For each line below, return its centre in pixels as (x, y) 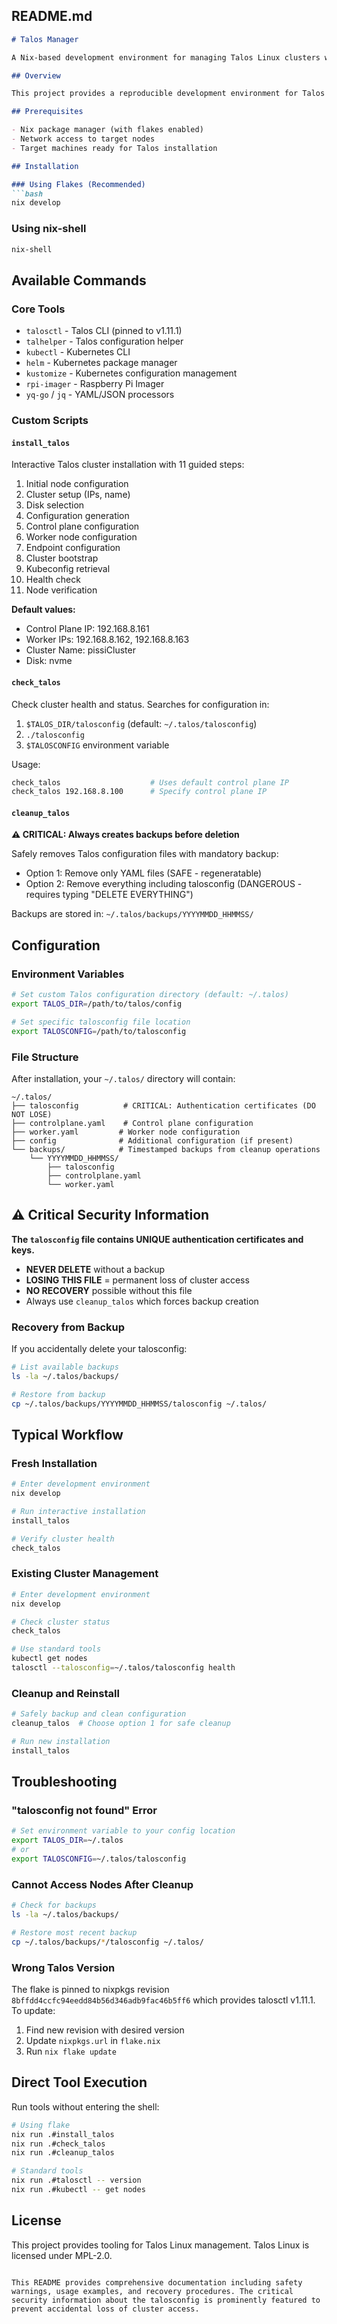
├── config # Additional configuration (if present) (152, 1140)
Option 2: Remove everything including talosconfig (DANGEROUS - (164, 884)
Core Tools (38, 309)
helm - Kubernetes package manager (101, 363)
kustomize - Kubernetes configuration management (131, 373)
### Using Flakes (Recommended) (78, 184)
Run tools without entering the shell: (85, 2106)
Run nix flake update (71, 2051)
